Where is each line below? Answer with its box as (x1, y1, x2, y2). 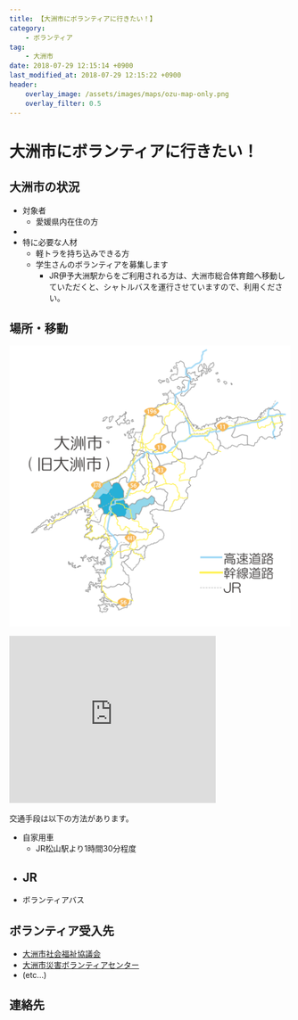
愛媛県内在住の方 (35, 216, 99, 226)
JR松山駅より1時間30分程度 (35, 843, 137, 854)
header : (9, 80, 38, 89)
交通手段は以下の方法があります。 (9, 813, 134, 824)
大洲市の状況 (9, 179, 80, 195)
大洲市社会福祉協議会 (21, 948, 101, 958)
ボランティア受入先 (9, 923, 114, 938)
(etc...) (21, 969, 47, 980)
